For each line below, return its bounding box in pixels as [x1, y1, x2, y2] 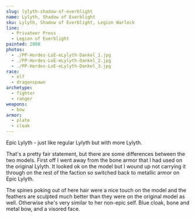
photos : [6, 47, 25, 53]
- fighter [11, 90, 35, 96]
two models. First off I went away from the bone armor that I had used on [6, 156, 183, 163]
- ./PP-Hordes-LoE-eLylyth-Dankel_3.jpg [11, 63, 111, 69]
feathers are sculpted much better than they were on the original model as [6, 193, 186, 200]
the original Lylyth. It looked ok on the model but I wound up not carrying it [6, 163, 186, 170]
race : [6, 69, 19, 74]
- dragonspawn [11, 80, 46, 86]
